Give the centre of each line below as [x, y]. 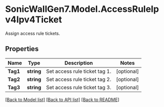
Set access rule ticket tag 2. [79, 79]
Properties [22, 49]
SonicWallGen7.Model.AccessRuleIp [82, 9]
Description [79, 63]
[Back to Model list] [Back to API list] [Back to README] [62, 100]
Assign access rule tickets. [33, 33]
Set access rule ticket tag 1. [79, 71]
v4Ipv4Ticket [34, 20]
